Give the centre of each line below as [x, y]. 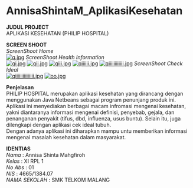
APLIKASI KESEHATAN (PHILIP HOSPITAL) [58, 33]
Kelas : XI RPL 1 [25, 161]
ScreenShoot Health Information [65, 57]
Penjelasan [20, 87]
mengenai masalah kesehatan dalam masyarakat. [66, 137]
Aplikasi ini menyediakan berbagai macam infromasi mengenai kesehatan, [96, 106]
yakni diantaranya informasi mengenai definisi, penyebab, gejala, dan [90, 112]
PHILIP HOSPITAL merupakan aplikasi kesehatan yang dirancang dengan [95, 93]
